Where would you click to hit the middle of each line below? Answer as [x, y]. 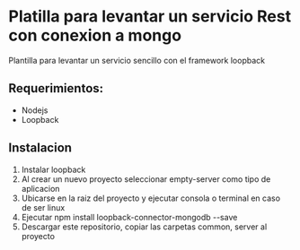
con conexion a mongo [95, 35]
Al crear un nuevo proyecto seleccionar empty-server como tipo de [146, 179]
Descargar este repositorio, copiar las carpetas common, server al [144, 227]
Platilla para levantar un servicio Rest [150, 17]
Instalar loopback [53, 169]
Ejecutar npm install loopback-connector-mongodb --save [129, 217]
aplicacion [40, 188]
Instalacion [40, 148]
